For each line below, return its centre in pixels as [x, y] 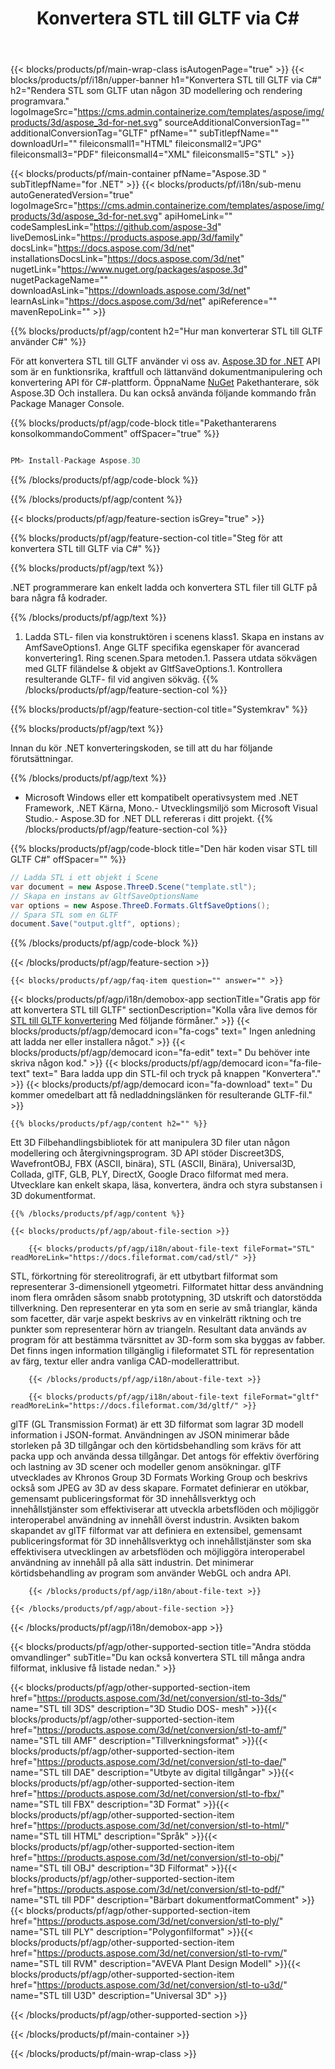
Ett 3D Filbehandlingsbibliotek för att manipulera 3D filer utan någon [150, 1143]
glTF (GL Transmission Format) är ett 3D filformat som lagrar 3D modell [157, 1424]
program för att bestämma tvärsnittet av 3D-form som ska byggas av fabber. [168, 1340]
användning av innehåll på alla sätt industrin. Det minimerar [132, 1563]
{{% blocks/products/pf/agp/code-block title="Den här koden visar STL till [164, 849]
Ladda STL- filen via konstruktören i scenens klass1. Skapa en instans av [174, 637]
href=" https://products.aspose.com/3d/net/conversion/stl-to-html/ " [150, 1826]
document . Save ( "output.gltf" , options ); [96, 924]
